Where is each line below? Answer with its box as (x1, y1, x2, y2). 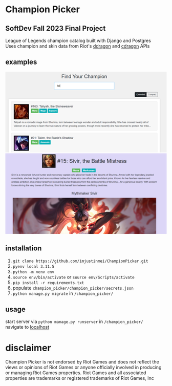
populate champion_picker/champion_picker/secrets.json (12, 285, 134, 291)
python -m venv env (12, 269, 55, 274)
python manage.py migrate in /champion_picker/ (12, 290, 114, 296)
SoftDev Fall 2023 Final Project (5, 24, 106, 33)
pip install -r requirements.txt (12, 280, 84, 285)
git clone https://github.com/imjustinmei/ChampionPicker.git (12, 259, 148, 264)
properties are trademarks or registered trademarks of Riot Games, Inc (5, 375, 155, 381)
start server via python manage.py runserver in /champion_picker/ (5, 318, 143, 325)
